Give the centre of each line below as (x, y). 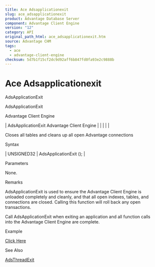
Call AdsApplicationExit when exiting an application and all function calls (78, 217)
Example (14, 231)
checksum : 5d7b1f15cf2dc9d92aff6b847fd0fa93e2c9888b (60, 60)
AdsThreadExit (20, 260)
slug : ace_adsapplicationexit (36, 14)
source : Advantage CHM (28, 41)
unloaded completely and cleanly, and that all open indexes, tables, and (77, 197)
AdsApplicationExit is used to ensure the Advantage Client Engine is (73, 192)
